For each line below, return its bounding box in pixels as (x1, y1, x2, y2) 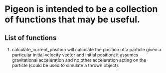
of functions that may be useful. (4, 14, 141, 25)
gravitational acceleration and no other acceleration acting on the (11, 57, 147, 63)
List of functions (4, 34, 57, 42)
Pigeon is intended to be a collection (4, 3, 158, 15)
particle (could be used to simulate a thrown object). (11, 63, 120, 68)
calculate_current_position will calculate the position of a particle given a (11, 47, 162, 52)
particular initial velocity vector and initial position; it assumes (11, 52, 139, 58)
